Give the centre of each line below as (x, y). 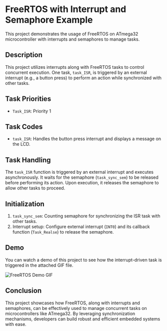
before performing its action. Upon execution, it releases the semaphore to (82, 183)
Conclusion (23, 291)
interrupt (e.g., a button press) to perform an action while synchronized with (83, 78)
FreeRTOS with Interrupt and (66, 9)
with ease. (16, 324)
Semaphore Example (49, 20)
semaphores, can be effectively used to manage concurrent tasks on (76, 308)
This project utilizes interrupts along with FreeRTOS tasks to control (75, 67)
